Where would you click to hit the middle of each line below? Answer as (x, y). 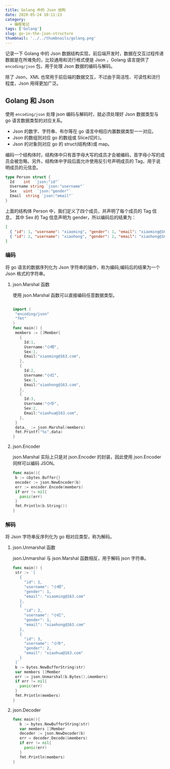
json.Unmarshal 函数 (34, 547)
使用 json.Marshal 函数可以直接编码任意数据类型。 (65, 295)
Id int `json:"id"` (35, 182)
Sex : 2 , (31, 409)
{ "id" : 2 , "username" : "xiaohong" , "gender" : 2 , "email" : (73, 236)
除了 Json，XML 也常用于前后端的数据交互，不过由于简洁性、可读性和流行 (83, 77)
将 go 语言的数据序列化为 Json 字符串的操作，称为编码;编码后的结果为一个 (83, 267)
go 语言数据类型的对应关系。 (35, 120)
